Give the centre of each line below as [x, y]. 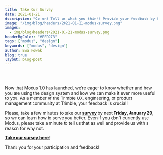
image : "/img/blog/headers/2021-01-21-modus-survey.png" [64, 23]
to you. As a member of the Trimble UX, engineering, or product [69, 98]
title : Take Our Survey [29, 10]
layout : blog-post [24, 59]
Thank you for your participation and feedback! [52, 147]
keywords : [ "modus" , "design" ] [37, 46]
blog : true [16, 55]
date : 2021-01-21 [23, 14]
